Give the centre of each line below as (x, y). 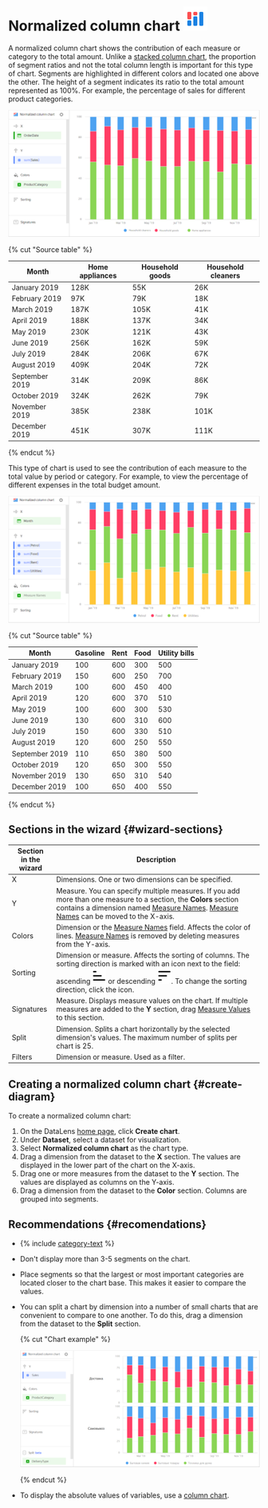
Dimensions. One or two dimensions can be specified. (144, 879)
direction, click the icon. (95, 990)
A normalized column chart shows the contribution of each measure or (124, 48)
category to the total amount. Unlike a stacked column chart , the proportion (132, 56)
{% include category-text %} (67, 1244)
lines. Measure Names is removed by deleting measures (148, 935)
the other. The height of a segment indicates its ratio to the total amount (126, 81)
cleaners (225, 276)
